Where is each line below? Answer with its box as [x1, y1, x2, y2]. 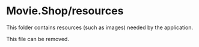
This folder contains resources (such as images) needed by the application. [6, 24, 194, 31]
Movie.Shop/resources [6, 4, 124, 18]
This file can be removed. [6, 35, 69, 42]
